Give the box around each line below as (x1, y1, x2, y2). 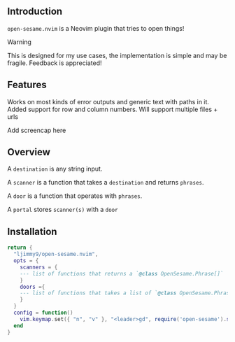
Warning (7, 38, 31, 46)
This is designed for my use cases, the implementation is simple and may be (7, 51, 227, 59)
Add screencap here (7, 126, 66, 134)
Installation (7, 225, 57, 237)
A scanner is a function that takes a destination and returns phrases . (7, 178, 204, 187)
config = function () (13, 309, 73, 316)
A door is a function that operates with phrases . (7, 192, 143, 200)
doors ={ (20, 283, 45, 290)
